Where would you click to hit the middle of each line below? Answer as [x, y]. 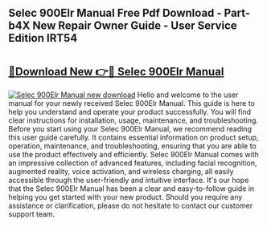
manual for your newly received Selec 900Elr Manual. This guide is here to [131, 103]
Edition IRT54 [43, 38]
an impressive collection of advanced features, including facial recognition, [133, 163]
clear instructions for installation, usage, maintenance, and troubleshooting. [133, 120]
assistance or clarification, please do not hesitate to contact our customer [131, 205]
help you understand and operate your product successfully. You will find [130, 112]
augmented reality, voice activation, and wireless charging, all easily [121, 171]
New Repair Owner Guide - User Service [134, 26]
